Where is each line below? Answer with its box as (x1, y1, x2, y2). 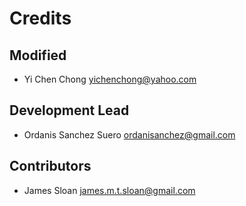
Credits (9, 7, 72, 30)
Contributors (9, 158, 92, 175)
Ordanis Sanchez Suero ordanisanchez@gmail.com (23, 128, 236, 141)
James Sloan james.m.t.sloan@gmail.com (23, 184, 196, 196)
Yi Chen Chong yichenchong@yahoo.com (23, 73, 197, 85)
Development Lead (9, 102, 130, 119)
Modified (9, 47, 67, 64)
